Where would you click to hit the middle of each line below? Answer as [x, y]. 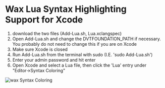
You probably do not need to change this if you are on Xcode [75, 44]
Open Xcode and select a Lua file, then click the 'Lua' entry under [79, 65]
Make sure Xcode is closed [40, 49]
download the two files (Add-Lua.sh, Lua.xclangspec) [67, 33]
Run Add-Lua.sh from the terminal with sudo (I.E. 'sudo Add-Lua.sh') [82, 54]
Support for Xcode [44, 20]
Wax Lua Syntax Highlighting [66, 9]
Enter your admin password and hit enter [54, 60]
